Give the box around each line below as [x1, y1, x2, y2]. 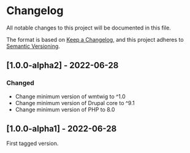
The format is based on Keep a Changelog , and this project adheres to [6, 36, 184, 43]
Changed [6, 79, 35, 87]
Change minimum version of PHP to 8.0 [15, 106, 115, 113]
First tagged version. [6, 139, 59, 147]
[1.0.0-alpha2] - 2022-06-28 [6, 60, 119, 71]
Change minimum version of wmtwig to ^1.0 [15, 93, 126, 100]
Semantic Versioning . [6, 42, 60, 50]
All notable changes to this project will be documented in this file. [6, 24, 172, 31]
